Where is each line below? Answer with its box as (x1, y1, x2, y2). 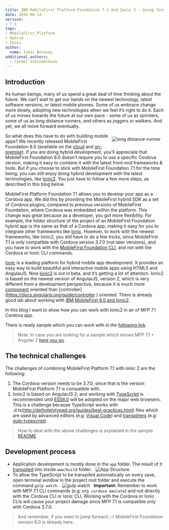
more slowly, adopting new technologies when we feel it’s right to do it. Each (5, 107, 164, 113)
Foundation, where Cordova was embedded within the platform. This (5, 207, 147, 213)
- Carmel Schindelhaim (10, 59, 57, 64)
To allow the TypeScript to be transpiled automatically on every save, (12, 472, 156, 478)
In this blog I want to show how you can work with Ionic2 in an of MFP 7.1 (5, 307, 156, 313)
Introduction (5, 78, 45, 86)
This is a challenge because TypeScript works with (12, 401, 118, 407)
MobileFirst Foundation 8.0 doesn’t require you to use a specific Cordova (5, 154, 156, 160)
